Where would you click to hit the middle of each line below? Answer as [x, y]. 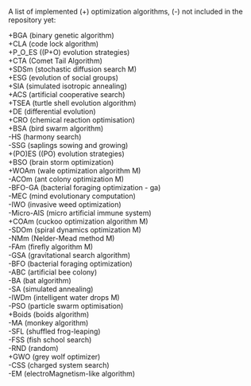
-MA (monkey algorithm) [48, 323]
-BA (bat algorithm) [40, 281]
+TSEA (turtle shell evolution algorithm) [72, 103]
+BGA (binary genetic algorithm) [61, 35]
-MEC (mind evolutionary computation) [72, 196]
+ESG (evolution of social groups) [64, 78]
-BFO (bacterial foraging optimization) [70, 263]
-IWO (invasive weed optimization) [65, 205]
